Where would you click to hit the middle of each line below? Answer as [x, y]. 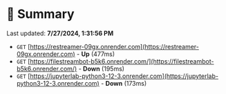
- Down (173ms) [124, 83]
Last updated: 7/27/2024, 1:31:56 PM [60, 33]
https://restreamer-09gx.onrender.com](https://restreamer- [115, 46]
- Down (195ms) [102, 68]
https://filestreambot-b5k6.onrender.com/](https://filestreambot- [122, 61]
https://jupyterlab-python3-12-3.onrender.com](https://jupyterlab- [124, 76]
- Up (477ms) [96, 54]
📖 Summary [40, 14]
